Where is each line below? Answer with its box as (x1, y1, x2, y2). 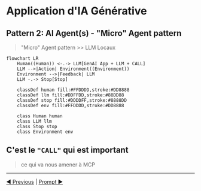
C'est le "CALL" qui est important (6, 145, 129, 155)
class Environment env (17, 129, 74, 135)
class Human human (17, 113, 63, 119)
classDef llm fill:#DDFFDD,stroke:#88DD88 (17, 92, 124, 98)
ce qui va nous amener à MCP (20, 160, 96, 168)
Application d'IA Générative (6, 4, 147, 18)
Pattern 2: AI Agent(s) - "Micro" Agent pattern (6, 28, 182, 38)
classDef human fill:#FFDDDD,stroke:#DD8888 (17, 87, 130, 93)
